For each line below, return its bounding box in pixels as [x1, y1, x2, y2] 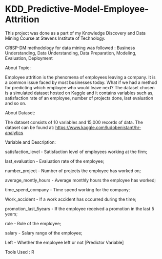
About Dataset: [5, 109, 36, 116]
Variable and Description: [5, 139, 56, 145]
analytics [5, 129, 23, 135]
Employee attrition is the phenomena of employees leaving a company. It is [5, 74, 156, 80]
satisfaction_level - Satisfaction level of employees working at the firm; [5, 149, 147, 155]
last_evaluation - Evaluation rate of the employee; [5, 158, 104, 164]
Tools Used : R [5, 249, 34, 255]
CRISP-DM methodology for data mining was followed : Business [5, 45, 135, 51]
